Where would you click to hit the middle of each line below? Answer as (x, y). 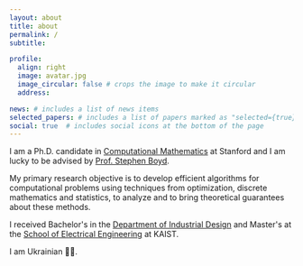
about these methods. (50, 207)
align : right (42, 68)
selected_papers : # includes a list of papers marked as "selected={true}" (155, 117)
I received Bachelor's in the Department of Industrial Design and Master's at (151, 225)
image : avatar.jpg (52, 76)
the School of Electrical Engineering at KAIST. (94, 234)
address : (34, 92)
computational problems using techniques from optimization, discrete (138, 188)
